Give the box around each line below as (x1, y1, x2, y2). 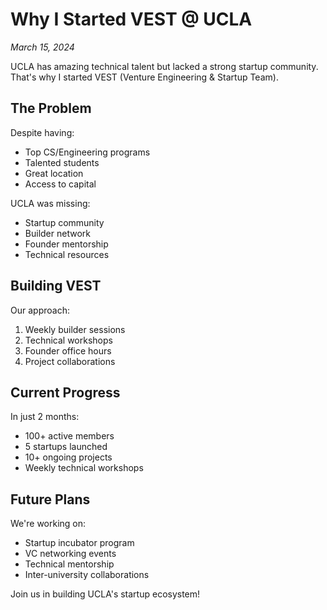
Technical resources (24, 248, 110, 260)
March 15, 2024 (10, 41, 75, 53)
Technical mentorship (24, 558, 115, 570)
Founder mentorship (24, 238, 109, 250)
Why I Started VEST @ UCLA (10, 8, 253, 31)
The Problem (10, 100, 92, 117)
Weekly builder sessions (24, 323, 126, 335)
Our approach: (10, 304, 70, 316)
